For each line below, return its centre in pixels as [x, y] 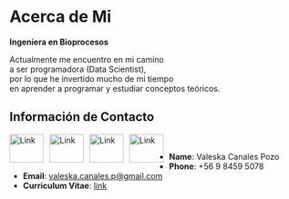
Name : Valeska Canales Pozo [224, 156]
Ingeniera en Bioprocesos [59, 42]
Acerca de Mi [61, 17]
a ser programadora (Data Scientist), [78, 69]
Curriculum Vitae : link [65, 185]
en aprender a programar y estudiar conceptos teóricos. [115, 88]
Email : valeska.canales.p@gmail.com [93, 175]
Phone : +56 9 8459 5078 [217, 166]
